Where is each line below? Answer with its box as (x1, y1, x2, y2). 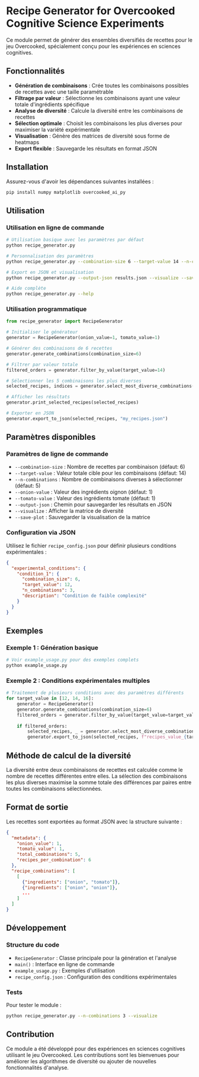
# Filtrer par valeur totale (6, 362, 78, 367)
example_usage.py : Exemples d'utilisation (14, 967, 115, 974)
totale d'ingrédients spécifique (14, 101, 90, 108)
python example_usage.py (6, 663, 68, 669)
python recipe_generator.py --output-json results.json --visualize (6, 274, 179, 281)
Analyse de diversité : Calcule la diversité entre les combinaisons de (14, 107, 184, 114)
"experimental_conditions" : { (11, 565, 86, 571)
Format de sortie (6, 802, 69, 813)
